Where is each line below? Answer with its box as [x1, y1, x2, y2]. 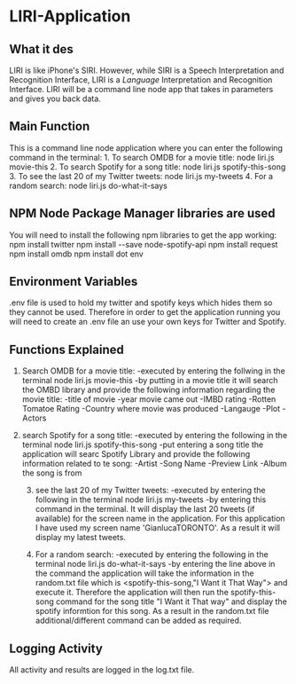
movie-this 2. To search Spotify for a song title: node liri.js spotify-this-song [9, 161, 286, 172]
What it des [9, 42, 74, 57]
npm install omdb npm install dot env [9, 248, 144, 259]
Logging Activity [9, 641, 104, 656]
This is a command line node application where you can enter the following [9, 142, 284, 153]
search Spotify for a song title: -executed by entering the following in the [21, 430, 288, 441]
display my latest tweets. [35, 532, 127, 543]
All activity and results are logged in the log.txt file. [9, 664, 195, 675]
